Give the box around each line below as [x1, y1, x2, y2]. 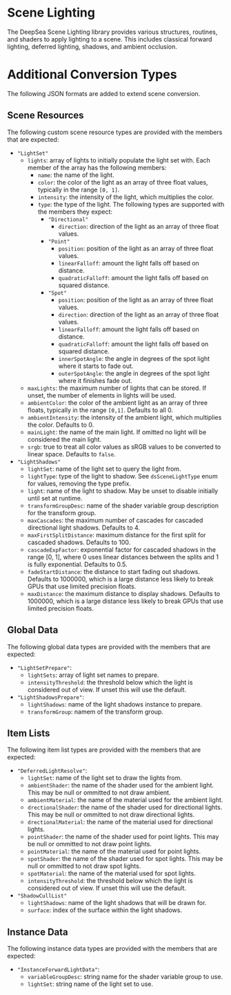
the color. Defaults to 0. [27, 420, 94, 429]
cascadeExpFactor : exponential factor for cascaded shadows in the [27, 545, 216, 554]
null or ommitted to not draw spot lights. [27, 862, 141, 871]
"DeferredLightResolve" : [17, 766, 88, 775]
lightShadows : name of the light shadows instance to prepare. [27, 700, 202, 708]
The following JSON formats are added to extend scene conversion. [7, 89, 201, 97]
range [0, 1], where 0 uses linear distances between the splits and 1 [27, 552, 219, 561]
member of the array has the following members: [27, 163, 167, 171]
